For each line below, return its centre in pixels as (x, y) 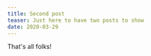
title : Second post (36, 14)
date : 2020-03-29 (33, 27)
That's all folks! (29, 47)
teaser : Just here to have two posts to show (75, 20)
